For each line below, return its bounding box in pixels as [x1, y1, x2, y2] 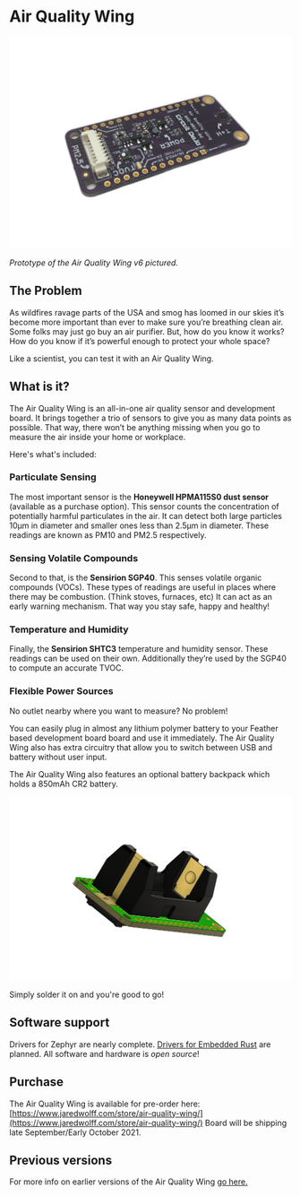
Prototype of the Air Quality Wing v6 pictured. [9, 257, 179, 268]
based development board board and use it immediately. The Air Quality [9, 732, 275, 743]
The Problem [9, 283, 82, 299]
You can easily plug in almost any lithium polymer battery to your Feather [9, 723, 279, 733]
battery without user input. [9, 751, 107, 762]
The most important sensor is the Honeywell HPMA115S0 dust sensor [9, 491, 270, 502]
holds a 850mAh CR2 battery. [9, 778, 118, 789]
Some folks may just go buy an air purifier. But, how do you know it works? [9, 325, 285, 337]
